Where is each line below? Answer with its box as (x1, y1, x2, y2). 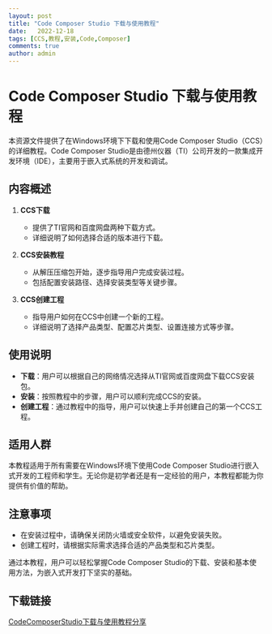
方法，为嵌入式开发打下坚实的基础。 (15, 567, 136, 577)
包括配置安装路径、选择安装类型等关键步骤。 (32, 277, 182, 287)
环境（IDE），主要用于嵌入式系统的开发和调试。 (15, 156, 172, 166)
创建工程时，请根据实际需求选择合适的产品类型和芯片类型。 (19, 541, 219, 550)
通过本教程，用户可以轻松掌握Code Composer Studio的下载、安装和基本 (8, 558, 250, 567)
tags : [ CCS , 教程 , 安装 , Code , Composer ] (8, 34, 131, 43)
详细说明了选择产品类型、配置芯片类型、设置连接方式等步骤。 (32, 321, 239, 331)
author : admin (8, 50, 57, 58)
